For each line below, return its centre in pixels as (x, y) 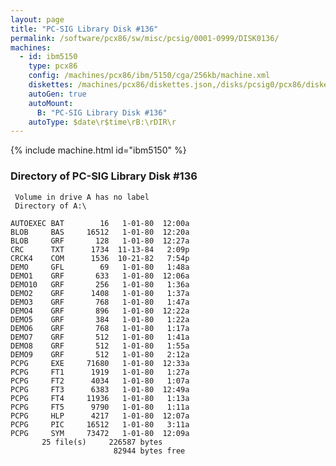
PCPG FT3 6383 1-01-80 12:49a (100, 389)
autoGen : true (57, 94)
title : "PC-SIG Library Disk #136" (84, 29)
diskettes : (51, 85)
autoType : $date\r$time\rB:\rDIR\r (102, 122)
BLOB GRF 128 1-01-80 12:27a (100, 241)
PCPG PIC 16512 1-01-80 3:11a (100, 424)
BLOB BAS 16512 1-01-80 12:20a (100, 232)
